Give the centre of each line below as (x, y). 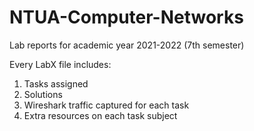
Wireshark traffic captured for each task (106, 105)
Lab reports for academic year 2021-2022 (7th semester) (127, 45)
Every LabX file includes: (60, 64)
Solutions (43, 94)
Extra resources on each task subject (100, 115)
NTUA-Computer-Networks (126, 17)
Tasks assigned (56, 83)
